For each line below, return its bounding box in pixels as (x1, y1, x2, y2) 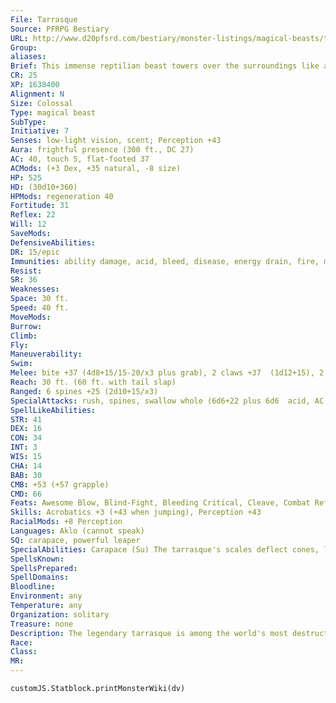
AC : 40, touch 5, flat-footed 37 (10, 154, 150, 164)
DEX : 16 (10, 424, 43, 434)
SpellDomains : (10, 572, 70, 583)
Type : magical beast (10, 107, 97, 118)
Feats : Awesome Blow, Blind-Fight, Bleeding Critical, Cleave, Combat (10, 498, 311, 508)
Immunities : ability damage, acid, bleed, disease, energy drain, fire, (10, 256, 320, 266)
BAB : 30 (10, 470, 43, 480)
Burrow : (10, 321, 43, 331)
